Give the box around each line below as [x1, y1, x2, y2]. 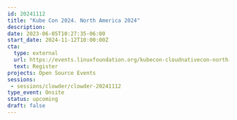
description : [7, 23, 46, 30]
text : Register [13, 63, 59, 70]
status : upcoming [7, 96, 59, 103]
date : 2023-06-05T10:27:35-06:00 [7, 30, 106, 37]
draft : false [7, 102, 46, 109]
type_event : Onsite [7, 89, 65, 96]
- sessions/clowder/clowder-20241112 [10, 83, 121, 90]
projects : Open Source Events [7, 69, 97, 76]
